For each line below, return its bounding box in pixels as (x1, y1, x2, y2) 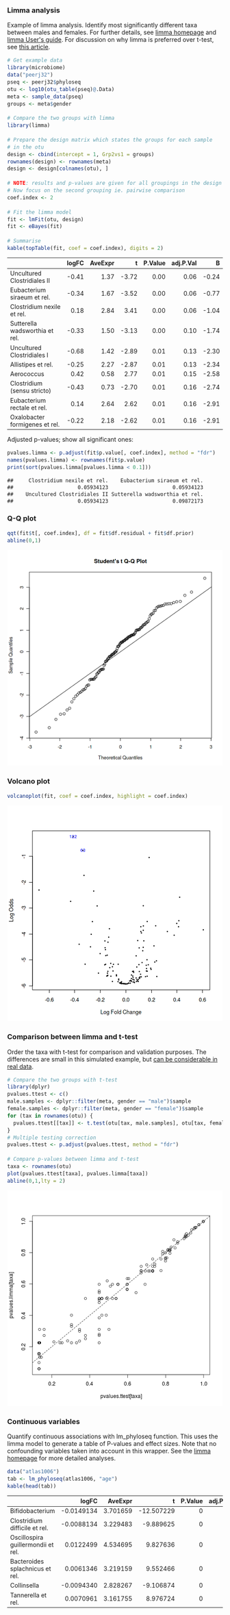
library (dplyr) (7, 1084, 51, 1090)
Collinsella (10, 1581, 40, 1590)
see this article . (7, 43, 51, 51)
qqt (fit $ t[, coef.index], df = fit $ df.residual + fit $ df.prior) (7, 530, 194, 537)
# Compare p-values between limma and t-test (7, 1156, 139, 1163)
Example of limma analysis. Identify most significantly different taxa (7, 21, 197, 29)
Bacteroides (10, 1557, 44, 1566)
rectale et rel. (10, 403, 47, 412)
